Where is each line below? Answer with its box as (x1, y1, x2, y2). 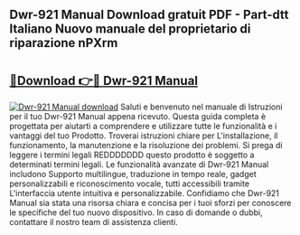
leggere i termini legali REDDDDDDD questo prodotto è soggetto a (9, 149, 255, 160)
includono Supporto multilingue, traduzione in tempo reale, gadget (9, 169, 258, 179)
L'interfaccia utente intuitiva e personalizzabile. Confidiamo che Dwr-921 (9, 188, 280, 198)
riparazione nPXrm (9, 35, 118, 51)
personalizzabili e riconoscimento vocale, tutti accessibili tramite (9, 178, 250, 189)
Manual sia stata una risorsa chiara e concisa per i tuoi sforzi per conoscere (9, 198, 292, 208)
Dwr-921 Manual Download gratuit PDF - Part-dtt (9, 7, 289, 23)
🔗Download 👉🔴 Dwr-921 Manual (9, 72, 199, 89)
